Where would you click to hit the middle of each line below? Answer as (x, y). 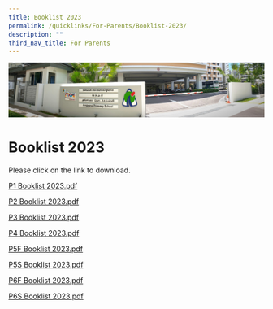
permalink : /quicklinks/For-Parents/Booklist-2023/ (97, 26)
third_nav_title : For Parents (60, 43)
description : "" (36, 34)
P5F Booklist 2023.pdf (46, 249)
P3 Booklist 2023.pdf (44, 217)
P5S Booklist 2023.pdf (46, 264)
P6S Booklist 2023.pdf (46, 296)
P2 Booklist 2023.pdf (44, 201)
